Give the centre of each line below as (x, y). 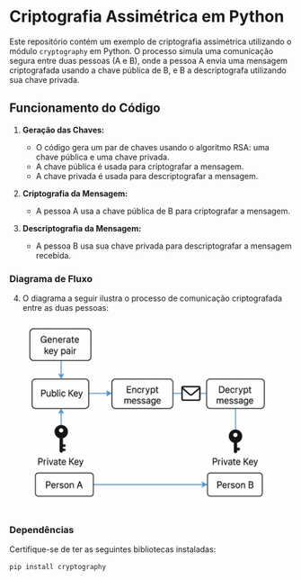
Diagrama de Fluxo (51, 278)
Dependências (42, 530)
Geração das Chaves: (63, 130)
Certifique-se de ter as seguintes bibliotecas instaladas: (113, 549)
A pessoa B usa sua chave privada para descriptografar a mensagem (164, 246)
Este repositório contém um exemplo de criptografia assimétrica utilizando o (150, 41)
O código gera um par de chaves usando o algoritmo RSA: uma (152, 147)
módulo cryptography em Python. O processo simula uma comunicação (142, 50)
